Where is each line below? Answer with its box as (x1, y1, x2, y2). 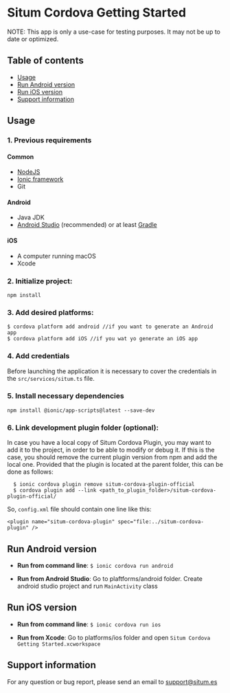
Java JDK (16, 213, 45, 221)
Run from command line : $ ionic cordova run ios (16, 620, 161, 628)
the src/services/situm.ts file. (7, 374, 95, 382)
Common (7, 153, 34, 161)
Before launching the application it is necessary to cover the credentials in (7, 366, 217, 375)
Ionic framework (16, 175, 64, 184)
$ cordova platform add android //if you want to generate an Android (7, 323, 214, 331)
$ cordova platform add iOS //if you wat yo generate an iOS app (7, 335, 198, 342)
